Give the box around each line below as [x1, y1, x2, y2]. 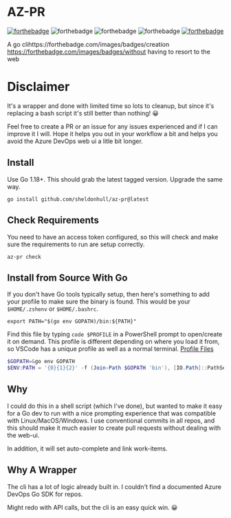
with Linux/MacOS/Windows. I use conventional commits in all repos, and [7, 416, 215, 424]
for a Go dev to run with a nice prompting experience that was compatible [7, 409, 217, 417]
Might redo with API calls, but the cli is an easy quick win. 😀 [7, 503, 178, 511]
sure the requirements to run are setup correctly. [7, 240, 145, 248]
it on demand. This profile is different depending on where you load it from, [7, 338, 220, 346]
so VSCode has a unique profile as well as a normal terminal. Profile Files [7, 345, 214, 353]
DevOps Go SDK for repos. [7, 490, 83, 498]
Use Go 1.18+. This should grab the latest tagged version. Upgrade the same [7, 175, 223, 183]
